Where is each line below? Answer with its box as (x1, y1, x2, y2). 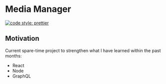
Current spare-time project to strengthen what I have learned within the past (5, 47, 161, 53)
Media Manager (5, 3, 71, 15)
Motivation (5, 34, 40, 43)
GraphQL (12, 73, 31, 79)
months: (5, 53, 22, 59)
